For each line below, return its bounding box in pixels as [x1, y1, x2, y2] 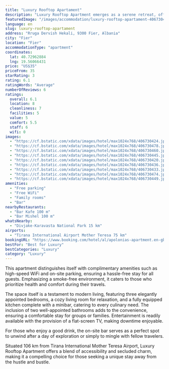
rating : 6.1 [5, 78, 30, 83]
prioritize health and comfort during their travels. [5, 281, 106, 288]
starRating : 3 [5, 73, 35, 78]
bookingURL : [5, 237, 30, 242]
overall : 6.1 [10, 96, 37, 101]
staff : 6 [10, 125, 28, 130]
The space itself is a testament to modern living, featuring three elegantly [5, 291, 157, 297]
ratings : [5, 92, 24, 97]
